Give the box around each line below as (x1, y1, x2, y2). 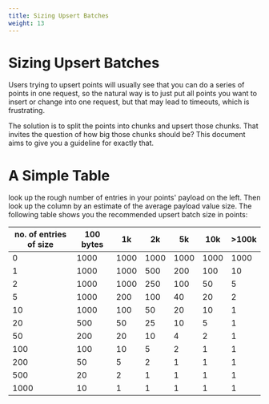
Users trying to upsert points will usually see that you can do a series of (8, 80, 245, 90)
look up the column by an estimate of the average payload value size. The (8, 201, 252, 211)
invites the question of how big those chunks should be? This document (8, 130, 246, 139)
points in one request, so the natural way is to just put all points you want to (8, 89, 258, 99)
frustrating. (8, 106, 46, 115)
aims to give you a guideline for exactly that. (8, 138, 155, 148)
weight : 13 (8, 19, 45, 27)
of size (27, 239, 54, 250)
